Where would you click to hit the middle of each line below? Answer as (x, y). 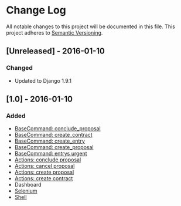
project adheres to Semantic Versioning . (54, 32)
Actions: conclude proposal (48, 160)
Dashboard (28, 185)
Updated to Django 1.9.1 (43, 80)
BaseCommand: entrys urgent (51, 154)
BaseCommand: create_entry (49, 141)
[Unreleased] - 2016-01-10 (56, 51)
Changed (20, 68)
